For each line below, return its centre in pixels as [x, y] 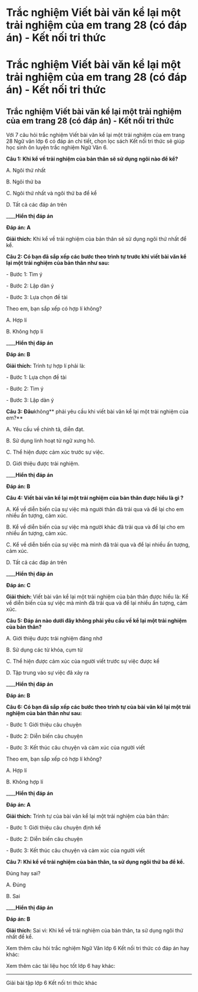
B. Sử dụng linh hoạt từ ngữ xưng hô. [51, 441]
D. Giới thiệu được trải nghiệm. [43, 464]
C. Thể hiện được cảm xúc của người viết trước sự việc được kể [83, 662]
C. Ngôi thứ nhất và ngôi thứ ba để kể [52, 193]
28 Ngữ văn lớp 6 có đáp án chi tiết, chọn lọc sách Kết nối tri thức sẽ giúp [95, 141]
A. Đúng [16, 885]
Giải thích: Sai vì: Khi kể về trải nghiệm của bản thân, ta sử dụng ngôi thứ [95, 931]
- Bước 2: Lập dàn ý [30, 286]
